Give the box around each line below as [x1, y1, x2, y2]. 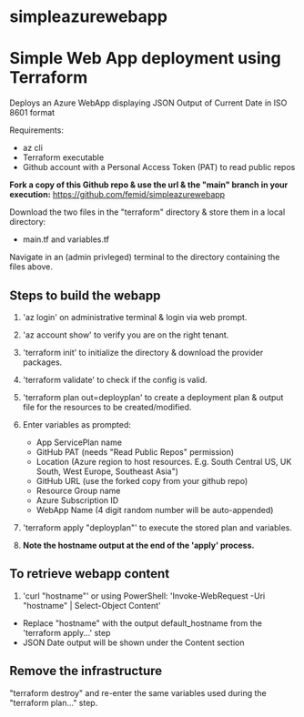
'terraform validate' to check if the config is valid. [22, 374, 208, 385]
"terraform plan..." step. [9, 697, 98, 708]
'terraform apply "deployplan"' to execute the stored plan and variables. [22, 521, 293, 533]
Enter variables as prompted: [22, 419, 132, 429]
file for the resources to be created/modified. [22, 401, 192, 412]
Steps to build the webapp [9, 288, 161, 303]
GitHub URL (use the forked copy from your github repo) [35, 475, 248, 486]
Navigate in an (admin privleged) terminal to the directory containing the [9, 252, 280, 263]
